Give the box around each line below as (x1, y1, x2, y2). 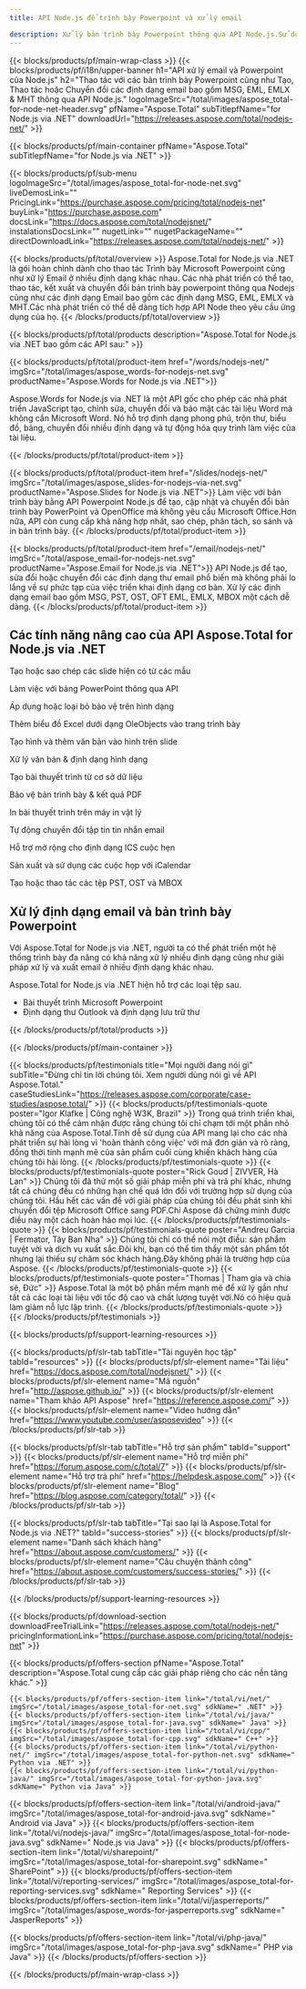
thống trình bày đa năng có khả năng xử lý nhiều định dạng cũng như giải (9, 952, 284, 963)
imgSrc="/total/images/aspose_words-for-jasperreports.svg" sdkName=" (9, 1905, 285, 1916)
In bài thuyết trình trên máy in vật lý (9, 807, 142, 818)
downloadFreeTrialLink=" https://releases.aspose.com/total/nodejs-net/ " (9, 1621, 280, 1632)
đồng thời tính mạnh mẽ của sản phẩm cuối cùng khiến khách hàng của (9, 1147, 278, 1158)
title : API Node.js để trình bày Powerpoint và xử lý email (9, 13, 243, 23)
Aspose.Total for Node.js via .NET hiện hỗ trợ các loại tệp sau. (9, 979, 242, 990)
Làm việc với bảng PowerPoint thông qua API (9, 683, 179, 694)
